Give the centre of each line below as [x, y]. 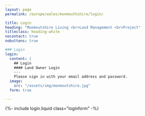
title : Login [18, 23]
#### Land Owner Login [37, 68]
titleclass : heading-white [32, 32]
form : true [21, 90]
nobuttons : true [21, 41]
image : [16, 81]
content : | [21, 59]
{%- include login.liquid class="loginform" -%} [52, 108]
